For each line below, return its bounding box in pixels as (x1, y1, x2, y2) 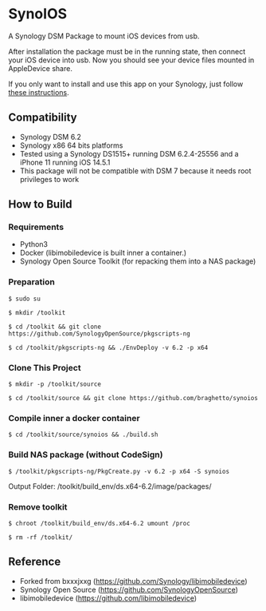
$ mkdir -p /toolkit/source (8, 380, 102, 388)
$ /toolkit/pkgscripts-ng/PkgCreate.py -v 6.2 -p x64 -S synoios (8, 467, 229, 475)
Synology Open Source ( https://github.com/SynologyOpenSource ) (19, 585, 239, 594)
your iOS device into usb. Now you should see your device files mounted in (8, 55, 255, 65)
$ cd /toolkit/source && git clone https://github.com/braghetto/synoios (8, 395, 259, 403)
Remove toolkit (8, 501, 68, 512)
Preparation (8, 276, 56, 288)
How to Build (8, 197, 73, 212)
